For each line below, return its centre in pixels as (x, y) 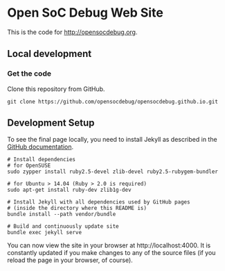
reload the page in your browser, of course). (70, 260)
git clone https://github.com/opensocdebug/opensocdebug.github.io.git (112, 101)
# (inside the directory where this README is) (77, 208)
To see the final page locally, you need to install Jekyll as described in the (112, 140)
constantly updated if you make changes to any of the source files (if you (111, 253)
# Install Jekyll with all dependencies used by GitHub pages (99, 202)
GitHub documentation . (40, 147)
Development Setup (51, 123)
